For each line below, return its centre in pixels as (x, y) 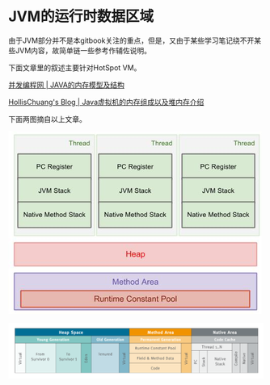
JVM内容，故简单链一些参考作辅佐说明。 (83, 50)
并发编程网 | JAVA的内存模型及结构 (67, 85)
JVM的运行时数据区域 (81, 17)
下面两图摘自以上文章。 (47, 119)
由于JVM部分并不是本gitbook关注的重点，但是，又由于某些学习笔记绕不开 (131, 40)
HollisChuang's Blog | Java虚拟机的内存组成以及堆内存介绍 (106, 102)
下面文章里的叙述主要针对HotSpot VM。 (75, 67)
